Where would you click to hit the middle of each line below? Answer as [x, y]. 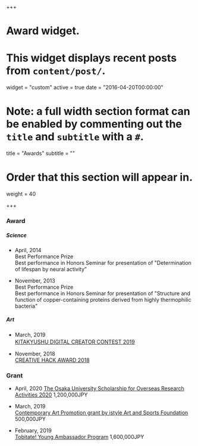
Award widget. [43, 31]
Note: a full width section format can [98, 112]
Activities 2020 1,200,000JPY [51, 395]
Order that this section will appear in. [100, 177]
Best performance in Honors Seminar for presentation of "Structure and [103, 293]
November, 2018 [35, 354]
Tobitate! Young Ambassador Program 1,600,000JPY [79, 437]
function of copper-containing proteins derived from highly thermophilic [103, 299]
